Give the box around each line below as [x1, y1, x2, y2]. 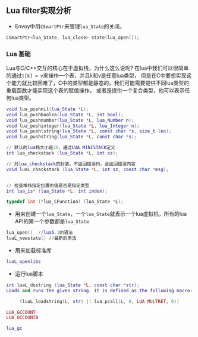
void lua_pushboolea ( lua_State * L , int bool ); [6, 112, 124, 118]
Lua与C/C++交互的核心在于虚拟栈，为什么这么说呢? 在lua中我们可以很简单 [6, 64, 189, 72]
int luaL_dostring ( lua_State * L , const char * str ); [6, 282, 140, 288]
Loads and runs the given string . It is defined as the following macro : [6, 287, 193, 293]
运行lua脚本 [14, 270, 43, 277]
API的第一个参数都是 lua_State [14, 218, 89, 225]
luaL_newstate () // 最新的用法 [6, 235, 77, 242]
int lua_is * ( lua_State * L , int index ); [6, 188, 108, 194]
